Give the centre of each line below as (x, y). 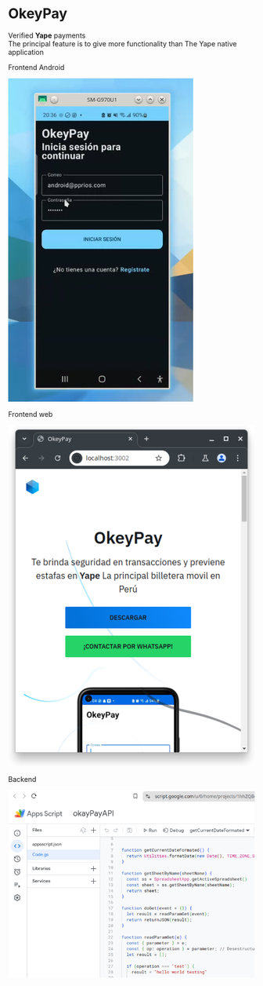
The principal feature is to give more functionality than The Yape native (122, 43)
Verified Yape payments (47, 35)
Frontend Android (36, 67)
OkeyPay (38, 14)
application (26, 52)
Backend (22, 779)
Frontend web (31, 414)
